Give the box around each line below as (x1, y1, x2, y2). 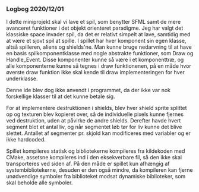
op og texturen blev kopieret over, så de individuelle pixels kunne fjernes (6, 111, 184, 118)
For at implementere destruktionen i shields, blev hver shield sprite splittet (6, 105, 187, 112)
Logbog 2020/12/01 (6, 5, 64, 13)
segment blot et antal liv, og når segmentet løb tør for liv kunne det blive (6, 124, 182, 131)
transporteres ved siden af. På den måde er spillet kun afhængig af (6, 160, 170, 168)
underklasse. (6, 75, 38, 82)
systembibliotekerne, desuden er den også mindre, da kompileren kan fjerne (6, 166, 193, 174)
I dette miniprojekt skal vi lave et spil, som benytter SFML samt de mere (6, 18, 181, 26)
